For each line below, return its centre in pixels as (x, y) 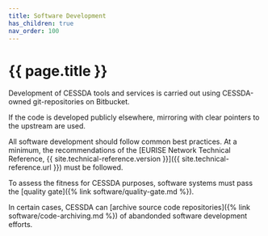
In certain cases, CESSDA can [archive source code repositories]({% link (130, 208)
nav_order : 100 (34, 31)
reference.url (30, 167)
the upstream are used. (47, 126)
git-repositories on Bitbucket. (82, 102)
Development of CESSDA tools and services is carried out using (114, 93)
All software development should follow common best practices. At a (123, 141)
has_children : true (41, 23)
